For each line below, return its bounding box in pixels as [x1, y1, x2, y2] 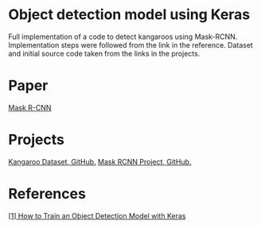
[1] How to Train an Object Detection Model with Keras [8, 211, 186, 220]
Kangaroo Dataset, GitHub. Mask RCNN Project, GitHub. [8, 157, 192, 166]
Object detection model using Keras [8, 6, 251, 24]
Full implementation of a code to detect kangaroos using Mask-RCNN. [8, 32, 238, 41]
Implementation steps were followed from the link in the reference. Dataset [8, 40, 253, 49]
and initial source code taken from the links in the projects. [8, 48, 201, 58]
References [8, 185, 86, 203]
